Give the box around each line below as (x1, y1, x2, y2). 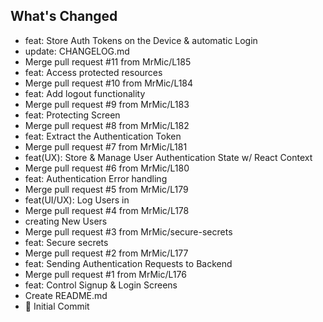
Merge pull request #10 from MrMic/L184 (24, 77, 194, 89)
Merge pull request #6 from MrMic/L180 (24, 162, 190, 174)
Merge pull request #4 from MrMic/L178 (24, 204, 190, 216)
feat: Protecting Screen (24, 109, 121, 121)
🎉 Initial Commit (24, 300, 90, 312)
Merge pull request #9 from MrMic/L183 (24, 98, 190, 110)
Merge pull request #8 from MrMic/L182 (24, 119, 190, 131)
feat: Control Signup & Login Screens (24, 279, 178, 291)
